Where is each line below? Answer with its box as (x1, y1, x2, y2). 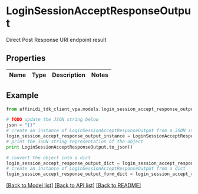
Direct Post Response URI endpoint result (6, 36, 107, 43)
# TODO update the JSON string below (6, 117, 99, 123)
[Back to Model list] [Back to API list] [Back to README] (6, 182, 141, 189)
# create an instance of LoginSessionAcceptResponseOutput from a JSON (6, 128, 186, 134)
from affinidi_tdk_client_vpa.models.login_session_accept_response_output (6, 106, 196, 112)
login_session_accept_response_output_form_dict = (6, 171, 133, 177)
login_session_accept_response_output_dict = (6, 160, 120, 166)
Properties (6, 53, 46, 63)
